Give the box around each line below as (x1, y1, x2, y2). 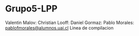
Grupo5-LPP (5, 3, 58, 14)
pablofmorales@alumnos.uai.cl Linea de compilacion (5, 24, 114, 30)
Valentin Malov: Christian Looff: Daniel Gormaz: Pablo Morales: (5, 19, 135, 25)
